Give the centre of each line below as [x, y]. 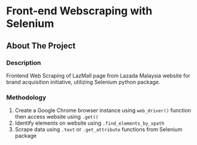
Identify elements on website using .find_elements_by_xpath [90, 123]
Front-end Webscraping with [79, 11]
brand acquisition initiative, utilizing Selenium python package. [83, 82]
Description [24, 63]
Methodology [26, 97]
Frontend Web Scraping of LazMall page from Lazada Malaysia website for [98, 75]
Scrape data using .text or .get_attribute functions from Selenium [99, 129]
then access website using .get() [57, 117]
